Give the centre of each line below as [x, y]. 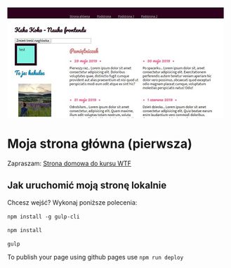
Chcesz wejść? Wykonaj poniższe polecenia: [72, 202]
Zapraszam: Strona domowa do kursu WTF [70, 163]
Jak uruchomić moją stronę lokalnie [87, 185]
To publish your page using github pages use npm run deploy [95, 257]
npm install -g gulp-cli [44, 217]
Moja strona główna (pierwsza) [100, 144]
